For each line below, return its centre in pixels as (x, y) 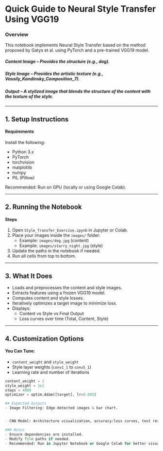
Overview (17, 35)
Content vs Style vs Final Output (51, 314)
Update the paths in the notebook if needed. (56, 251)
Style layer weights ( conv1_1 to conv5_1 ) (51, 367)
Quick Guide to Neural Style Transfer (81, 9)
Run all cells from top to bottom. (44, 256)
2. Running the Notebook (43, 207)
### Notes (15, 430)
